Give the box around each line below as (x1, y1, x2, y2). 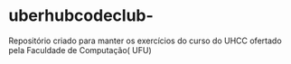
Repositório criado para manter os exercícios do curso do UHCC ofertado (8, 35, 282, 46)
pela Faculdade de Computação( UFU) (8, 44, 153, 55)
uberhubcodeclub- (8, 5, 155, 26)
